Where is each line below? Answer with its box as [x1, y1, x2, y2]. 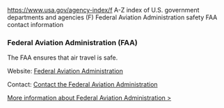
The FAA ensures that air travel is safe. [7, 53, 118, 62]
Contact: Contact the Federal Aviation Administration [7, 80, 158, 89]
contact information [7, 21, 64, 28]
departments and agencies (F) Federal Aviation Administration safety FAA [7, 13, 218, 21]
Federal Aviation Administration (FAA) [7, 37, 138, 47]
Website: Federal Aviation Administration [7, 67, 123, 75]
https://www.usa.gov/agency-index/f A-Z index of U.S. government [7, 6, 200, 14]
